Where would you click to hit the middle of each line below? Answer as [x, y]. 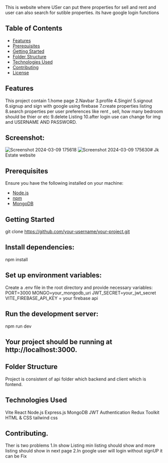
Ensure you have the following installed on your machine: [64, 183]
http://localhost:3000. [41, 350]
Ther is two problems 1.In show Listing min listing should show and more [80, 445]
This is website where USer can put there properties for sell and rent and [81, 7]
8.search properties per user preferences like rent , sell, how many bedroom [84, 111]
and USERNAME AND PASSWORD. [41, 122]
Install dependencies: [40, 247]
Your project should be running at [59, 342]
